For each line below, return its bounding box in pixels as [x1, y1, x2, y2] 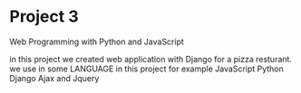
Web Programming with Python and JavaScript [9, 36, 184, 47]
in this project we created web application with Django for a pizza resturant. [9, 53, 293, 64]
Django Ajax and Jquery [9, 72, 100, 83]
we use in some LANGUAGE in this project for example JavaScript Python [9, 63, 284, 74]
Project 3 [9, 6, 79, 27]
